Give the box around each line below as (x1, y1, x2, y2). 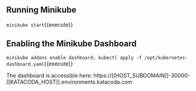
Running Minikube (6, 5, 77, 15)
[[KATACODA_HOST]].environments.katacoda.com (6, 78, 132, 86)
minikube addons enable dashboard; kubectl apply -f (6, 55, 142, 61)
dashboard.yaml (6, 61, 45, 67)
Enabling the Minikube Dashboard (6, 39, 137, 49)
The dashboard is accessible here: (6, 72, 93, 79)
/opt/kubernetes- (144, 55, 188, 61)
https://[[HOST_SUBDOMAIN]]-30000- (93, 72, 191, 79)
